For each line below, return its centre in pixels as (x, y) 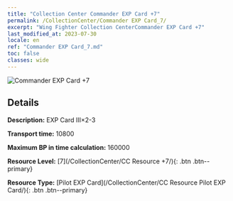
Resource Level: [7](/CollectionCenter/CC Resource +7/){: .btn (99, 161)
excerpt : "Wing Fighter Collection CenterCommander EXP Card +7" (106, 27)
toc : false (23, 54)
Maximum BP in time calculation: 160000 (69, 147)
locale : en (23, 40)
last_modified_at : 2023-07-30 (52, 34)
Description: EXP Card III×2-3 (52, 120)
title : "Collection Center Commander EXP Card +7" (84, 14)
